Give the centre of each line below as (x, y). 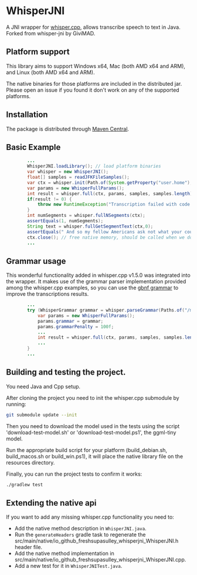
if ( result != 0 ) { (50, 199)
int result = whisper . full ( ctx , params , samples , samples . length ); (111, 193)
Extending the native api (51, 503)
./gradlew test (25, 484)
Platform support (38, 52)
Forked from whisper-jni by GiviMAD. (51, 33)
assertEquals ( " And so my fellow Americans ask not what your (105, 232)
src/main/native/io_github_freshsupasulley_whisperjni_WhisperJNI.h (96, 541)
